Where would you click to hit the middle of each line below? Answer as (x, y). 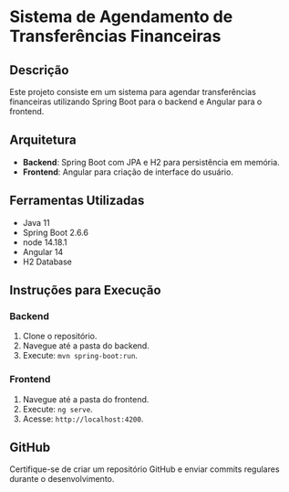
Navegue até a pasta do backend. (86, 346)
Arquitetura (43, 140)
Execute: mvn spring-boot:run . (80, 356)
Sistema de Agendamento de (121, 17)
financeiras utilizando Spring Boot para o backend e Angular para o (136, 102)
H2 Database (47, 262)
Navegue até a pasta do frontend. (86, 399)
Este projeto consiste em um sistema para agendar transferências (133, 92)
